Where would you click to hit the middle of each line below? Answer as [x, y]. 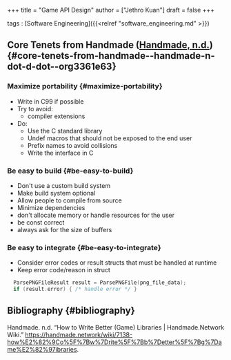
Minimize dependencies [51, 207]
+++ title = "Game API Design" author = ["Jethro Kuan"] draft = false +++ [111, 10]
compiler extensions [56, 116]
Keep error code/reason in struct [63, 270]
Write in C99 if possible [50, 101]
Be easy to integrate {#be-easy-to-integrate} [84, 247]
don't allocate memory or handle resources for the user [96, 215]
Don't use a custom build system [64, 185]
